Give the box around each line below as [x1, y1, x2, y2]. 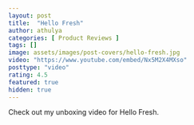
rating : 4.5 [8, 71, 48, 79]
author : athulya [8, 26, 62, 34]
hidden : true [8, 85, 52, 94]
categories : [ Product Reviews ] [8, 33, 120, 42]
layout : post [8, 11, 52, 20]
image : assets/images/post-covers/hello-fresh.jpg [8, 49, 180, 57]
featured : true [8, 78, 59, 86]
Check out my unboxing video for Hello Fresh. [8, 107, 160, 117]
